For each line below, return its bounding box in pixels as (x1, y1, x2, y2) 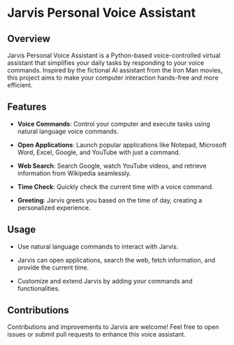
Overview (7, 33, 51, 45)
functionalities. (17, 284, 61, 293)
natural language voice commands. (17, 127, 119, 135)
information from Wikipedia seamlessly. (17, 169, 131, 177)
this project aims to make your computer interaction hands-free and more (7, 73, 219, 82)
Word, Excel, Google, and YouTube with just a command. (17, 148, 181, 156)
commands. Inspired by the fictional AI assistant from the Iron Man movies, (7, 66, 223, 74)
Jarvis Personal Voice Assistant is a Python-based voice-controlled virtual (7, 51, 221, 59)
